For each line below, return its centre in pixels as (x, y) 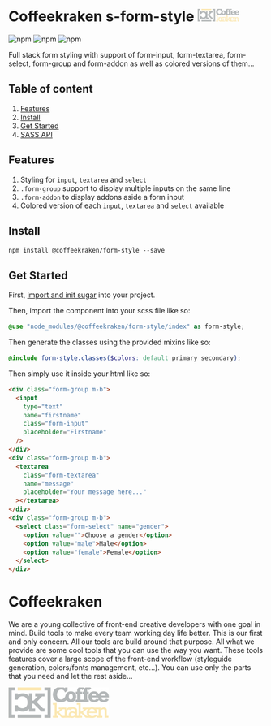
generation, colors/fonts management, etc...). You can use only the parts (130, 668)
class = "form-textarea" (61, 475)
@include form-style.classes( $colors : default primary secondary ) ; (125, 358)
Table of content (51, 89)
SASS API (36, 134)
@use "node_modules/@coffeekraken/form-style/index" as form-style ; (127, 327)
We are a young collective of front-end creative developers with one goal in (135, 624)
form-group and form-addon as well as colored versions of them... (143, 63)
